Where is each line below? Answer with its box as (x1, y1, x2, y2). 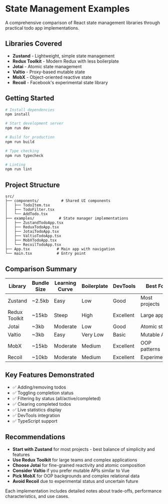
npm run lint (5, 166, 32, 172)
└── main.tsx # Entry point (5, 251, 86, 256)
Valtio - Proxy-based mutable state (12, 69, 85, 75)
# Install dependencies (5, 107, 55, 112)
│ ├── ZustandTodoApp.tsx (5, 220, 64, 226)
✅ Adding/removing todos (12, 384, 66, 390)
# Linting (5, 162, 26, 167)
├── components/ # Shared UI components (5, 199, 111, 204)
